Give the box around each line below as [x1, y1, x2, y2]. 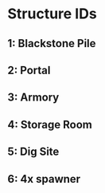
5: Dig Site [7, 145, 60, 159]
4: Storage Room [7, 117, 92, 132]
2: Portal [7, 63, 51, 77]
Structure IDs [7, 5, 97, 23]
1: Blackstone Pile [7, 37, 96, 50]
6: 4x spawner [7, 172, 81, 186]
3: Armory [7, 91, 60, 104]
